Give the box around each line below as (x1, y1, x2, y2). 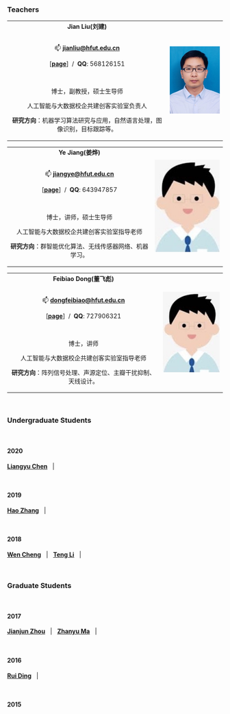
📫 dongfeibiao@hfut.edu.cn (42, 296, 125, 304)
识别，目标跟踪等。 (62, 125, 118, 133)
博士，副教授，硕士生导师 (51, 87, 123, 95)
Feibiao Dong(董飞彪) (53, 274, 114, 282)
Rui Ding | (7, 672, 39, 680)
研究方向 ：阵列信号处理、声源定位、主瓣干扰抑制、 (11, 368, 156, 376)
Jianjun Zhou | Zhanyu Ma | (7, 627, 97, 635)
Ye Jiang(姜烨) (58, 149, 101, 157)
